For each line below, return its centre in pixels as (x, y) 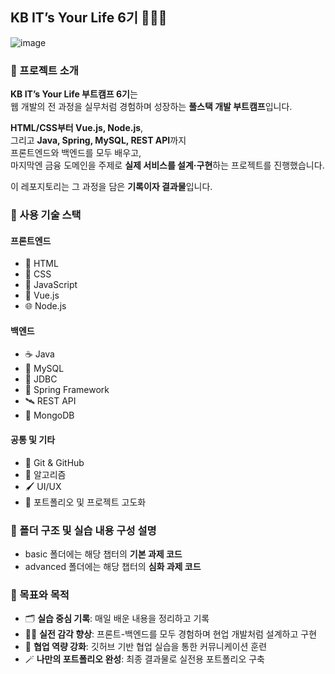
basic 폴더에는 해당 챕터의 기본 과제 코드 (103, 554)
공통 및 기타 (33, 440)
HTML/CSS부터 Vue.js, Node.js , (77, 128)
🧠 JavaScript (51, 285)
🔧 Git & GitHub (54, 462)
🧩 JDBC (41, 379)
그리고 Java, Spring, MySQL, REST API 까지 (98, 140)
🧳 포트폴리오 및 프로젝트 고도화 (85, 502)
